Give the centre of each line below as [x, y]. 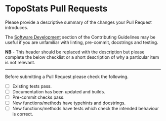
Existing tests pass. [32, 86]
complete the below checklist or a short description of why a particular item [82, 57]
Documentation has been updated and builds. [59, 92]
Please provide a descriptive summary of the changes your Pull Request [79, 22]
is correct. [23, 114]
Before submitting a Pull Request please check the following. [67, 77]
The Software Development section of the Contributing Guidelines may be [80, 37]
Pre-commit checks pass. [39, 97]
